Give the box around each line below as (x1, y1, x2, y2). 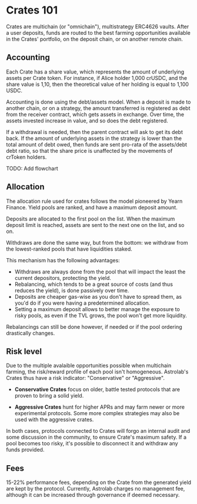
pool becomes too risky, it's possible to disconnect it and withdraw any (6, 440, 178, 447)
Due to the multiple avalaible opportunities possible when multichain (6, 362, 172, 369)
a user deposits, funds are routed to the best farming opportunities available (6, 29, 191, 36)
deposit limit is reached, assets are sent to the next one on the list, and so (6, 221, 185, 228)
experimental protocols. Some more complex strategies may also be (14, 410, 180, 417)
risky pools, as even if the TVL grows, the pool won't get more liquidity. (14, 312, 187, 319)
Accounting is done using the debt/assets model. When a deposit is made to (6, 98, 191, 105)
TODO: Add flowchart (6, 165, 58, 172)
